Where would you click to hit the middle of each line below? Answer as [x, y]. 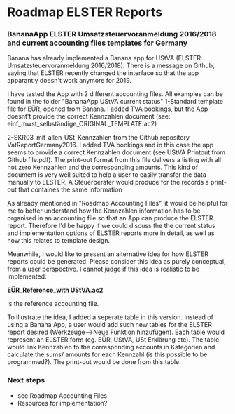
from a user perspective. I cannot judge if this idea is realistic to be [104, 269]
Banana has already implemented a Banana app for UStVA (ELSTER [104, 58]
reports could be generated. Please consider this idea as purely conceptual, [116, 262]
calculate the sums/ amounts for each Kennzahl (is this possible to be [107, 354]
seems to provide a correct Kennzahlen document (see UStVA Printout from [116, 152]
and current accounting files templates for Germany [97, 43]
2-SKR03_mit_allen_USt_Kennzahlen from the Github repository [99, 138]
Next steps [26, 380]
